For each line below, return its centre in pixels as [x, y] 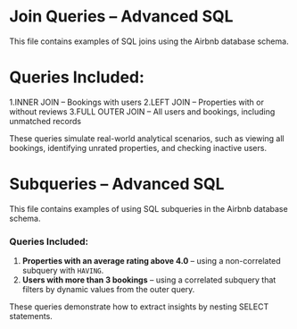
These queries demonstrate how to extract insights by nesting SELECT [139, 307]
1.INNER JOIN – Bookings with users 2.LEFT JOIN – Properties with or [137, 102]
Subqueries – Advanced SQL [117, 184]
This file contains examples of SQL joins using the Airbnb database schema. [149, 41]
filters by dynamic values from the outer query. [108, 290]
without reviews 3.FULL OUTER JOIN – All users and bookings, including [142, 111]
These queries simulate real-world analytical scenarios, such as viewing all [147, 138]
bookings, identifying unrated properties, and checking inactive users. [138, 148]
